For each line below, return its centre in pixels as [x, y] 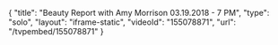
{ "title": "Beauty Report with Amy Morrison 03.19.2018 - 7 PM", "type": [139, 13]
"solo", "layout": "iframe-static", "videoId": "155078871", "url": [122, 22]
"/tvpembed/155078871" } [56, 31]
